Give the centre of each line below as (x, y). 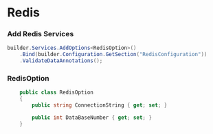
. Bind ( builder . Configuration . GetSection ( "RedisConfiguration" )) (113, 55)
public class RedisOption (57, 93)
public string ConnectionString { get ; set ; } (100, 105)
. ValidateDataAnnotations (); (61, 61)
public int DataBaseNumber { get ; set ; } (92, 118)
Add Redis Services (41, 34)
